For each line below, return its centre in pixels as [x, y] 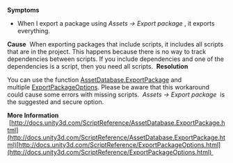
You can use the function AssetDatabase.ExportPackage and [95, 80]
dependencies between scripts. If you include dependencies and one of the [116, 59]
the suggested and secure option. [56, 102]
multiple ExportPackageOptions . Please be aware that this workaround [109, 87]
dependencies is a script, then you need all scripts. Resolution [98, 66]
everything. [34, 31]
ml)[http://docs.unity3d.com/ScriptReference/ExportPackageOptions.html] [114, 145]
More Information [33, 115]
